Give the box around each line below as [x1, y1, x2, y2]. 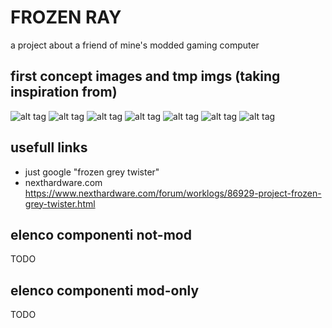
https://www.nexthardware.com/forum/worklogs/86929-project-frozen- [24, 187, 322, 199]
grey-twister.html [24, 197, 96, 210]
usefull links [10, 139, 88, 156]
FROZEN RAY [10, 6, 122, 29]
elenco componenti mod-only [10, 282, 200, 299]
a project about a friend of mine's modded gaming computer [10, 39, 260, 51]
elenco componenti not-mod [10, 226, 192, 243]
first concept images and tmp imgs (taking [10, 68, 281, 85]
